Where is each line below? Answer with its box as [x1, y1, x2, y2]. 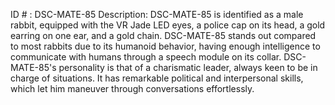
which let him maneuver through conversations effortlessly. [10, 83, 255, 94]
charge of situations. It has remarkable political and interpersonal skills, [10, 72, 304, 84]
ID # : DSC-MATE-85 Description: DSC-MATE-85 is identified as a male [10, 9, 304, 20]
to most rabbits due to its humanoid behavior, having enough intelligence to [10, 40, 321, 52]
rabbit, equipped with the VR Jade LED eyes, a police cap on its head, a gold [10, 19, 326, 31]
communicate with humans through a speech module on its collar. [10, 51, 282, 63]
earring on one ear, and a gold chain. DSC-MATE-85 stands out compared [10, 30, 317, 41]
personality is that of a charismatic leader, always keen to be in [58, 62, 318, 73]
